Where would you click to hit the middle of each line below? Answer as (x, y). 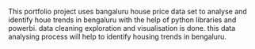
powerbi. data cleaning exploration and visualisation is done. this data (122, 28)
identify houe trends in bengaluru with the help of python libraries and (122, 20)
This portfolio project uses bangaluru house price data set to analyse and (127, 11)
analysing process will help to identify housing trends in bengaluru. (118, 36)
